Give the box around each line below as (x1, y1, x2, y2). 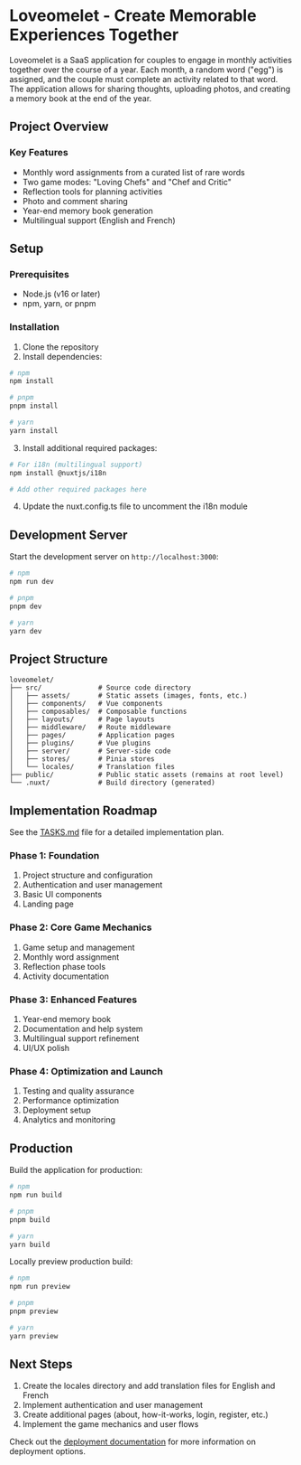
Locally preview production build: (9, 1256, 133, 1267)
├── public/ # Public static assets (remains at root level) (9, 770, 284, 780)
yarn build (9, 1240, 50, 1249)
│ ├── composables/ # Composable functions (9, 707, 187, 717)
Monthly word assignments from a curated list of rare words (22, 166, 245, 177)
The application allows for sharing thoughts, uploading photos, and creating (9, 83, 291, 94)
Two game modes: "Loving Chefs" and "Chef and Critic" (22, 176, 232, 187)
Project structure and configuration (22, 869, 153, 881)
